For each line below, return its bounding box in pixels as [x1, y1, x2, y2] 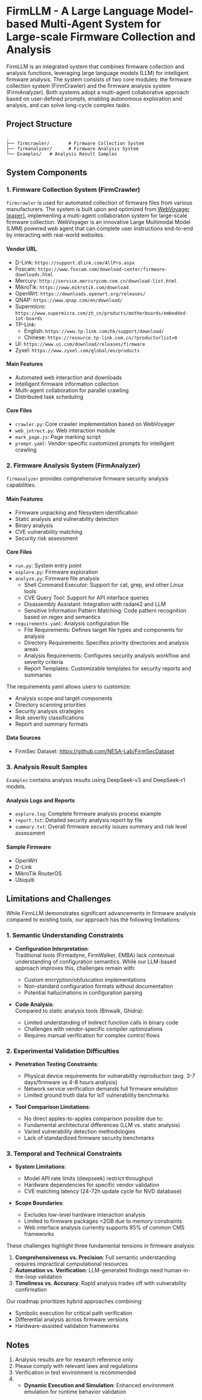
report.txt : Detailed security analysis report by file [14, 817, 143, 824]
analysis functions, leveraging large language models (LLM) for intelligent [6, 69, 189, 76]
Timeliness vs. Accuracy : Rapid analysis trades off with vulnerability [14, 1280, 187, 1287]
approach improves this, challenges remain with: [14, 964, 136, 971]
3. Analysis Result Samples [6, 763, 87, 771]
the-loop [14, 1273, 37, 1281]
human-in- [163, 1267, 191, 1274]
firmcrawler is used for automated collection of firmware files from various [6, 199, 193, 206]
